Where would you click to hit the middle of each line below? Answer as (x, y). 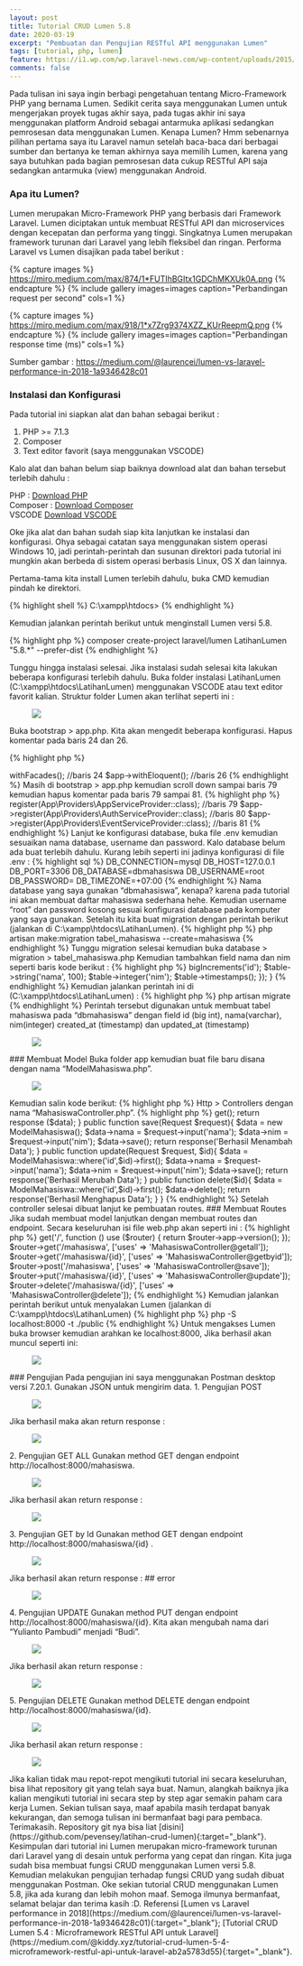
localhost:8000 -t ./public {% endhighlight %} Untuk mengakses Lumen (142, 1324)
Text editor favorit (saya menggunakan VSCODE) (113, 451)
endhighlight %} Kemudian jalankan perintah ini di (101, 987)
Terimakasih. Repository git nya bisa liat (83, 1827)
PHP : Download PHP (49, 496)
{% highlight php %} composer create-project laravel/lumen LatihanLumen (148, 641)
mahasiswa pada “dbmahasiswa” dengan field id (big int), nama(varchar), (146, 1015)
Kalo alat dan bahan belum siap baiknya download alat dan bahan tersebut (148, 468)
